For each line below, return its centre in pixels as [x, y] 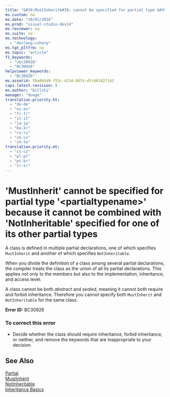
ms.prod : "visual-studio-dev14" [39, 24]
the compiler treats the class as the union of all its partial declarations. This [83, 269]
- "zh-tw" [20, 142]
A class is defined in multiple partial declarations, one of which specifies [80, 248]
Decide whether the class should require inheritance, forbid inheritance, [88, 334]
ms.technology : [21, 39]
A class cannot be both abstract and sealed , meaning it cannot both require [84, 289]
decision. [22, 345]
